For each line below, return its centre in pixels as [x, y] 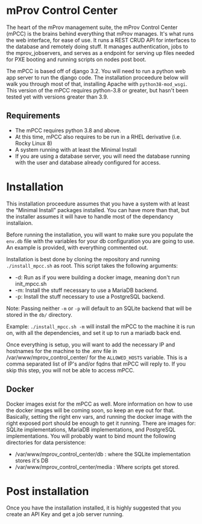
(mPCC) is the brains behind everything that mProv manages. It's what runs [100, 33]
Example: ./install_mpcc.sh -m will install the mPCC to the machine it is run [101, 326]
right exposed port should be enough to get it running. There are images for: [101, 423]
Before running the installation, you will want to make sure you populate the [100, 235]
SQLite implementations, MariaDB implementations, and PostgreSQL [91, 429]
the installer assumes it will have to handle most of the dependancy [90, 216]
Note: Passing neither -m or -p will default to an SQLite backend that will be [99, 308]
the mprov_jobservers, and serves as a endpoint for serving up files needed [100, 53]
